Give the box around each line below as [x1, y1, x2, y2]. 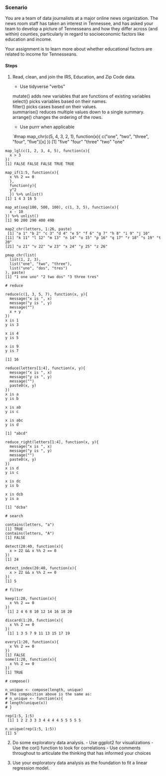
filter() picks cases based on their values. [12, 103, 97, 109]
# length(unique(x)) [5, 700, 48, 705]
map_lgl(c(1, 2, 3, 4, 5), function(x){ [5, 148, 90, 153]
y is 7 [5, 348, 19, 353]
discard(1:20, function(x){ [5, 618, 64, 622]
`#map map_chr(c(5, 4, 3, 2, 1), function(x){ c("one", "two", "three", [12, 133, 149, 139]
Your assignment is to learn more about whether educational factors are [5, 46, 153, 52]
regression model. [12, 765, 50, 771]
